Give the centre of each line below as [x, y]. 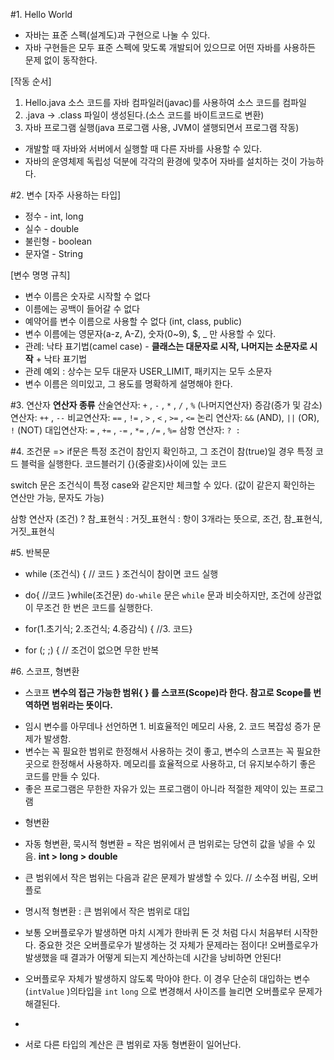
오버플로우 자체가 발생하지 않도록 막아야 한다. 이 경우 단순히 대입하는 [158, 978]
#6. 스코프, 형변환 [45, 671]
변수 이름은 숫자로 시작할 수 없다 [87, 296]
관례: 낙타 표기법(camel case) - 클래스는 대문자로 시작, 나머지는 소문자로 [166, 346]
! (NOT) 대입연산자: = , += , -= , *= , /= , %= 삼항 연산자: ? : [125, 430]
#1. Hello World [41, 14]
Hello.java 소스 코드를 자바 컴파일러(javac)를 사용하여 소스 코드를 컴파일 [165, 102]
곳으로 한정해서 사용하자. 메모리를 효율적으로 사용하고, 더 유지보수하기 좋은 [170, 763]
